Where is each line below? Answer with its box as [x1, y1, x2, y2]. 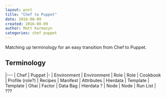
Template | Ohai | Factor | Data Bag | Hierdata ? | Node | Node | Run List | [5, 82, 156, 88]
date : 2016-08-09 [5, 16, 42, 21]
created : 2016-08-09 [5, 21, 49, 26]
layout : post [5, 7, 33, 12]
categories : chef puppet [5, 30, 57, 35]
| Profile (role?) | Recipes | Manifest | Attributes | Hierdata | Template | [5, 77, 149, 83]
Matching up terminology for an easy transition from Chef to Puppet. [5, 44, 147, 50]
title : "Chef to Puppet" [5, 12, 57, 17]
